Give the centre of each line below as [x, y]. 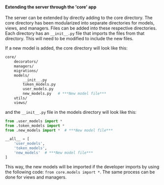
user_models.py [38, 89]
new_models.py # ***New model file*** [65, 94]
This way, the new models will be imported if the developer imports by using [82, 166]
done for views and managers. [36, 177]
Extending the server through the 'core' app [51, 7]
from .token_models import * [35, 126]
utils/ [21, 98]
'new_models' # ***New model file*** [54, 153]
